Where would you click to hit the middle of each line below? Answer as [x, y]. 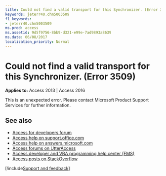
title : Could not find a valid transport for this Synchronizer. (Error [82, 10]
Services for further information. [38, 105]
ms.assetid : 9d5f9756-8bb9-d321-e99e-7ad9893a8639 [58, 33]
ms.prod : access [22, 28]
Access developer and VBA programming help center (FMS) [73, 153]
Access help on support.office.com [48, 138]
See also [19, 121]
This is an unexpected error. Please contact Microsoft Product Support [77, 100]
